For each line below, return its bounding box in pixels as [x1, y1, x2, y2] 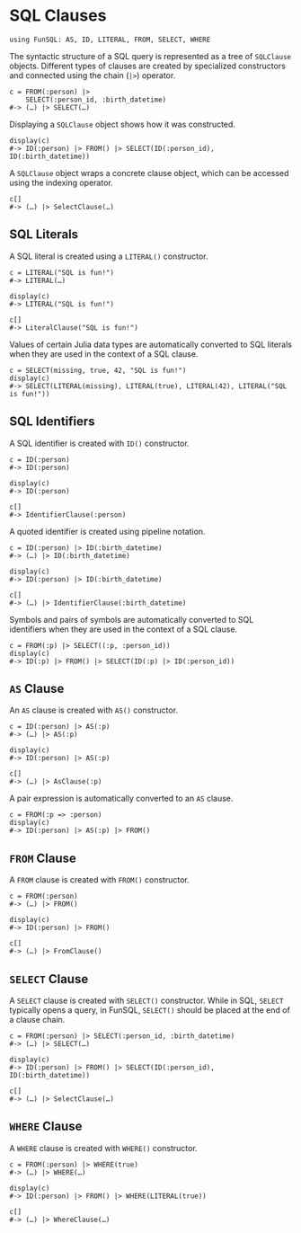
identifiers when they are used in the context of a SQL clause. [9, 624, 238, 634]
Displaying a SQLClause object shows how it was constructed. [9, 119, 236, 129]
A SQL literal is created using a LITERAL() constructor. [9, 251, 208, 262]
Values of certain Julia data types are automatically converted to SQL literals [9, 339, 292, 350]
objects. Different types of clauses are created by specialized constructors [9, 60, 286, 71]
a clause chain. [9, 1015, 66, 1025]
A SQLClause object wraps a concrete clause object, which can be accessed [9, 167, 289, 178]
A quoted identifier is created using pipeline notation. [9, 526, 206, 537]
